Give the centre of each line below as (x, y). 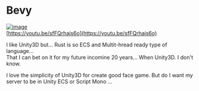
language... (20, 51)
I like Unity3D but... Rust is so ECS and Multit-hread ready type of (87, 45)
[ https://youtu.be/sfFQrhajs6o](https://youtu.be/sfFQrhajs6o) (82, 33)
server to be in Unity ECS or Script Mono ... (59, 81)
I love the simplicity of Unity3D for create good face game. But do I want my (99, 75)
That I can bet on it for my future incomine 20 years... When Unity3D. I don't (99, 57)
